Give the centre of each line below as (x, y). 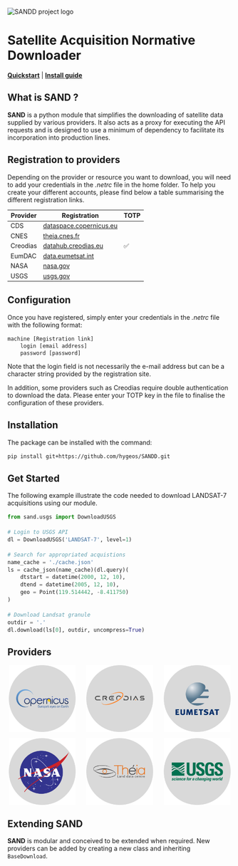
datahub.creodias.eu (73, 246)
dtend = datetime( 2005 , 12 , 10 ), (70, 585)
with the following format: (45, 325)
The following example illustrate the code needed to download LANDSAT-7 (117, 496)
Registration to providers (64, 160)
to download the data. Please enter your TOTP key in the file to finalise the (117, 395)
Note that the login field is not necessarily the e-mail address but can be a (116, 366)
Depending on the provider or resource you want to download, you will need (119, 177)
